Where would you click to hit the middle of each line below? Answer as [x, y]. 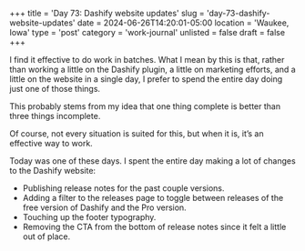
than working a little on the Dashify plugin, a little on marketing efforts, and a [152, 69]
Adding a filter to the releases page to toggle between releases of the [153, 198]
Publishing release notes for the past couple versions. [123, 188]
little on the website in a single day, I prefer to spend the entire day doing [146, 79]
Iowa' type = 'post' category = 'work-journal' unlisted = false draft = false [147, 32]
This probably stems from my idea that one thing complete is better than [145, 106]
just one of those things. [55, 89]
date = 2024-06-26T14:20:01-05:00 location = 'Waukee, [183, 23]
